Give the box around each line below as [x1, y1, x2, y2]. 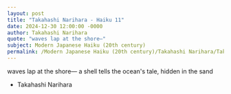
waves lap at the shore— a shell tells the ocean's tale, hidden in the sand [7, 67, 213, 75]
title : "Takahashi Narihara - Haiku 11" [7, 16, 125, 23]
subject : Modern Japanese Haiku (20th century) [7, 42, 146, 49]
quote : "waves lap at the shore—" [7, 36, 107, 43]
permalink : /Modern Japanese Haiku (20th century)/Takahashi [7, 49, 186, 56]
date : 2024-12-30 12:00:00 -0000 [7, 23, 103, 30]
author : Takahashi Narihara [7, 29, 88, 36]
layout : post [7, 10, 45, 17]
